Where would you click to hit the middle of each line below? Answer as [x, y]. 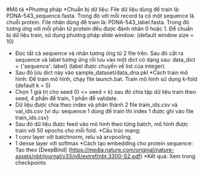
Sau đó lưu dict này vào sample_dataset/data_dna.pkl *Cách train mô [101, 72]
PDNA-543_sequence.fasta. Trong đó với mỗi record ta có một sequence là [100, 16]
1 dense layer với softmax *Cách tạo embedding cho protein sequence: [104, 143]
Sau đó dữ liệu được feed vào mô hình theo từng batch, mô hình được [102, 124]
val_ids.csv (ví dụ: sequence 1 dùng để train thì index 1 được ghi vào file [104, 111]
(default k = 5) [33, 85]
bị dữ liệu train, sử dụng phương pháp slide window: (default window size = [100, 35]
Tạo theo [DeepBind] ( [43, 150]
